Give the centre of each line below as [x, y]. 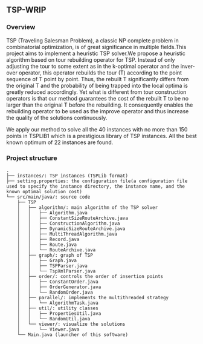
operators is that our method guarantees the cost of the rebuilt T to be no [98, 98]
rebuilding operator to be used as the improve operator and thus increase [98, 111]
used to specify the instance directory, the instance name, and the [96, 186]
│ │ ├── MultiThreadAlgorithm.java [67, 234]
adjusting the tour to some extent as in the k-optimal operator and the [93, 66]
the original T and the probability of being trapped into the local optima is [97, 85]
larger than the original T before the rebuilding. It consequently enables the [100, 105]
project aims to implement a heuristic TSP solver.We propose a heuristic [96, 53]
